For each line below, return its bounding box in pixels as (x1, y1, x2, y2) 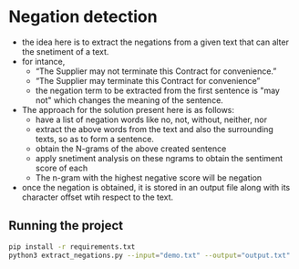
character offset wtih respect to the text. (21, 191, 174, 202)
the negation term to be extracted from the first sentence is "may (35, 85, 280, 96)
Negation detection (8, 6, 158, 27)
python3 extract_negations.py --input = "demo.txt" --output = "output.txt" (8, 251, 291, 260)
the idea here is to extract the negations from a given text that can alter (21, 36, 289, 47)
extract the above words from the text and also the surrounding (35, 123, 274, 134)
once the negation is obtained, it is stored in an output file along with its (21, 181, 291, 192)
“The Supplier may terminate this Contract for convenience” (35, 75, 261, 86)
